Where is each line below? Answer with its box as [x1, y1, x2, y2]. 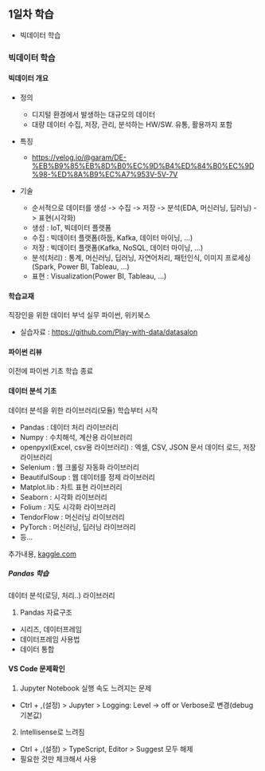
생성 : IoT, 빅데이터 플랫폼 [31, 223, 111, 232]
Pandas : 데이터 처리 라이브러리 [19, 422, 119, 432]
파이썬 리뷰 [8, 346, 42, 357]
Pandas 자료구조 [19, 607, 73, 617]
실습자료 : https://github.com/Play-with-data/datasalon [19, 327, 198, 337]
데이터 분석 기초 [8, 385, 57, 395]
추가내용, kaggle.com [8, 549, 77, 559]
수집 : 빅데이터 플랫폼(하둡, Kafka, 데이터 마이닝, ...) [31, 232, 193, 242]
